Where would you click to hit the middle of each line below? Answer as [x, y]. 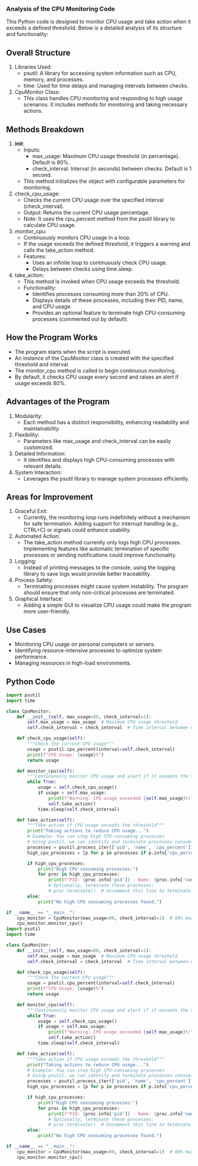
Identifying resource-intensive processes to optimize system [88, 651]
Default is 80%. [51, 162]
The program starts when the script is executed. [73, 352]
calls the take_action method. [59, 250]
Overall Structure [38, 53]
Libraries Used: [33, 67]
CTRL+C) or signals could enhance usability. [77, 530]
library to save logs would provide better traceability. [87, 574]
